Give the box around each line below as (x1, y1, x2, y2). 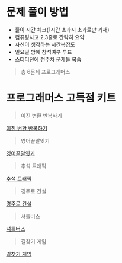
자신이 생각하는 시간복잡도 (14, 41, 76, 48)
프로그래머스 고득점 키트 (6, 91, 117, 105)
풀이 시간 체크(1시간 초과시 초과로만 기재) (14, 26, 110, 33)
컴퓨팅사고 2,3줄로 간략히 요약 (14, 33, 85, 40)
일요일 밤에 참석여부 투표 (14, 48, 72, 55)
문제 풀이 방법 (6, 5, 69, 19)
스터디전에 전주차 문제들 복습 (14, 56, 82, 63)
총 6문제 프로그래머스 (20, 68, 70, 75)
